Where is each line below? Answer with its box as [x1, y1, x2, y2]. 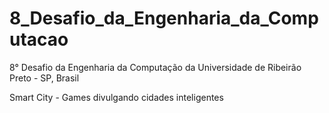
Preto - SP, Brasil [9, 72, 80, 84]
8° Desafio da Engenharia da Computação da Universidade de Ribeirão [9, 61, 302, 73]
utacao [9, 28, 69, 51]
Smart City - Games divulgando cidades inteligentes [9, 91, 224, 103]
